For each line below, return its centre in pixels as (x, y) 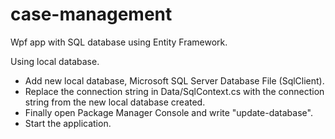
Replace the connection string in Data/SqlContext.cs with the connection (174, 91)
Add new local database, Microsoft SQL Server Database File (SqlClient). (174, 80)
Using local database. (55, 61)
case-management (91, 14)
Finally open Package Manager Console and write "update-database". (168, 112)
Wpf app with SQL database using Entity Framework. (119, 42)
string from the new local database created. (115, 102)
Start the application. (68, 123)
